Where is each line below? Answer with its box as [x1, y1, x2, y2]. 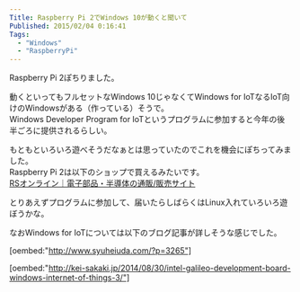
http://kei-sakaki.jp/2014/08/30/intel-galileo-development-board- [48, 262, 292, 274]
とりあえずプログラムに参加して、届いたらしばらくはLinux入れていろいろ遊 [9, 197, 288, 208]
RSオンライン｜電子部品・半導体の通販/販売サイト [9, 178, 196, 189]
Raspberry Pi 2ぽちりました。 [9, 73, 119, 84]
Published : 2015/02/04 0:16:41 [9, 22, 127, 31]
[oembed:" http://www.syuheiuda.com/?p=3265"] [9, 245, 191, 256]
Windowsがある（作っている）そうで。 [24, 102, 169, 113]
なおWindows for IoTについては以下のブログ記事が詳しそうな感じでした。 [9, 227, 282, 238]
